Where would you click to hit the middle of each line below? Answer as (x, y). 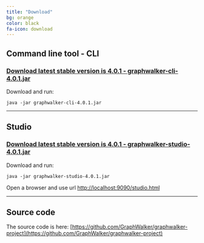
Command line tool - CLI (53, 53)
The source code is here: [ (39, 227)
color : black (23, 23)
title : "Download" (29, 12)
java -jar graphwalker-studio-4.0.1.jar (58, 176)
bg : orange (20, 18)
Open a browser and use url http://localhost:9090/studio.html (83, 187)
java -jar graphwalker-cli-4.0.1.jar (54, 103)
